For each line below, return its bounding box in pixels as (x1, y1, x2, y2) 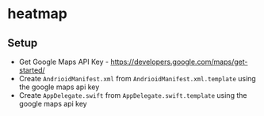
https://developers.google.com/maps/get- (109, 57, 248, 66)
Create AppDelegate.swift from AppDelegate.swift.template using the (18, 91, 247, 99)
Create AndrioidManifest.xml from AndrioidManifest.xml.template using (18, 74, 257, 83)
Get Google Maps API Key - (18, 57, 109, 66)
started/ (18, 65, 45, 75)
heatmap (7, 5, 68, 23)
